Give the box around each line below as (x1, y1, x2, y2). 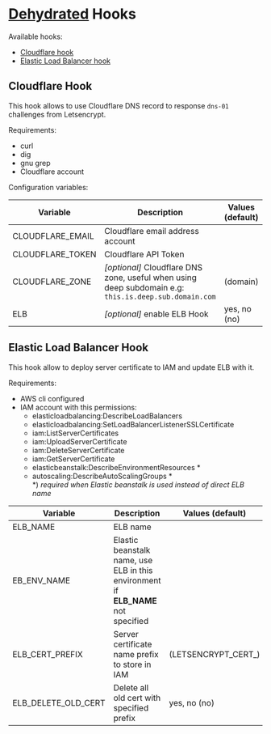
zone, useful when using (104, 272, 198, 283)
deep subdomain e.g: (104, 282, 185, 293)
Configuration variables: (8, 182, 89, 192)
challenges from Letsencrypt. (8, 109, 106, 119)
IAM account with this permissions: (19, 402, 137, 412)
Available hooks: (8, 32, 63, 41)
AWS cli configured (19, 393, 85, 403)
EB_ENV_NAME (12, 575, 71, 586)
